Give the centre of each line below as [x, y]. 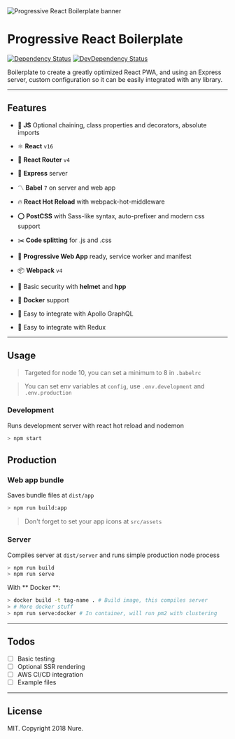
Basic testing [36, 659]
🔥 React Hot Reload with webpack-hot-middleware [91, 202]
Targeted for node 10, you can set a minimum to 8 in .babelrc [113, 372]
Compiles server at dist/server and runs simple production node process [114, 555]
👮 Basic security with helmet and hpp [72, 286]
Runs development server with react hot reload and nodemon [95, 425]
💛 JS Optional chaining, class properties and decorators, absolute [112, 125]
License [25, 711]
